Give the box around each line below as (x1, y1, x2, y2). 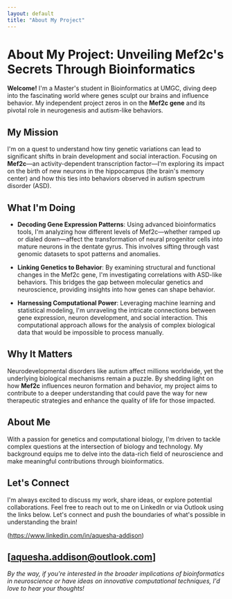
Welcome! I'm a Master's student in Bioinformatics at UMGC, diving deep (7, 84, 217, 92)
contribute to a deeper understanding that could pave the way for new (7, 389, 208, 397)
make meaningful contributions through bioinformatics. (7, 457, 164, 465)
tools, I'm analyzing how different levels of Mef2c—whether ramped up (17, 228, 220, 236)
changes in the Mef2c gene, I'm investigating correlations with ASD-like (17, 271, 222, 279)
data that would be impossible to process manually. (17, 328, 164, 337)
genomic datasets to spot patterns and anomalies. (17, 250, 161, 258)
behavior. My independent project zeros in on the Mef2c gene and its (7, 99, 206, 108)
